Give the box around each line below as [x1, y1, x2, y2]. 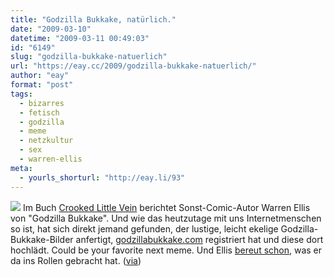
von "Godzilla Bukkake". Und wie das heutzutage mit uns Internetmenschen [10, 212, 322, 224]
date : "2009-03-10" [10, 24, 92, 34]
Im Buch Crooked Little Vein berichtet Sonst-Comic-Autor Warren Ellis [22, 201, 311, 213]
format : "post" [10, 80, 74, 90]
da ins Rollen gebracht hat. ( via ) [10, 254, 142, 266]
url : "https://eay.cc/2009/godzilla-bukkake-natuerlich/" [10, 61, 257, 71]
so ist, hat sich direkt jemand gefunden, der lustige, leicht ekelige [10, 222, 279, 235]
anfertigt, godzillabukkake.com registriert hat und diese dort [75, 233, 324, 245]
